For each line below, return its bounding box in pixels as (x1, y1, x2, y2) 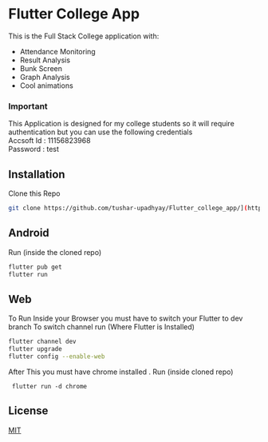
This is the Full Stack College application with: (8, 31, 160, 41)
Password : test (8, 145, 60, 154)
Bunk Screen (19, 63, 62, 73)
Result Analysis (19, 55, 70, 65)
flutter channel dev (8, 337, 77, 346)
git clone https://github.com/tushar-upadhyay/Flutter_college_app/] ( (8, 205, 248, 213)
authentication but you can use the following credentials (8, 127, 193, 137)
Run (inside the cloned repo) (8, 247, 102, 257)
